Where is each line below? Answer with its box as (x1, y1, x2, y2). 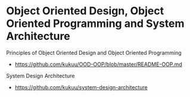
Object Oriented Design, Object (6, 4, 164, 18)
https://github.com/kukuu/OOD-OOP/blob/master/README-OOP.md (14, 61, 183, 68)
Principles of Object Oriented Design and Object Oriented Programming (6, 49, 182, 56)
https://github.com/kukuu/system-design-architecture (14, 83, 148, 90)
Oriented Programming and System (6, 17, 185, 30)
